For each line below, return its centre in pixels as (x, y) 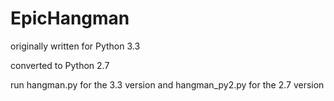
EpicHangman (70, 18)
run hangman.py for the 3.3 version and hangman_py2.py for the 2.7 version (167, 84)
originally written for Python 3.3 (75, 46)
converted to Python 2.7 (60, 65)
